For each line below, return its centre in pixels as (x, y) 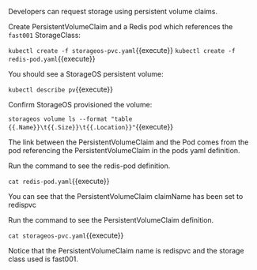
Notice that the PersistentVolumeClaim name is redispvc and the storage (126, 251)
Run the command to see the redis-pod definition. (89, 166)
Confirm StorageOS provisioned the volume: (80, 105)
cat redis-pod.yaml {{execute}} (59, 181)
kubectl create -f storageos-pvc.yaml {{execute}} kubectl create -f (122, 50)
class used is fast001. (43, 259)
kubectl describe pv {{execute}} (60, 89)
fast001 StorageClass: (45, 35)
